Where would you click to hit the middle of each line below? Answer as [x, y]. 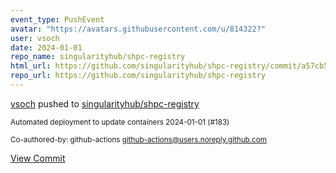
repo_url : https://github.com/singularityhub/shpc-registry [138, 76]
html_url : [31, 66]
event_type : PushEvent [57, 19]
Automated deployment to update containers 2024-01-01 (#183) [120, 122]
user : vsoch [35, 38]
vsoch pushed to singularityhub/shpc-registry [105, 103]
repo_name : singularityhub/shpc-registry [98, 57]
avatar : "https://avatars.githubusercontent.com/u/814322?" [138, 29]
